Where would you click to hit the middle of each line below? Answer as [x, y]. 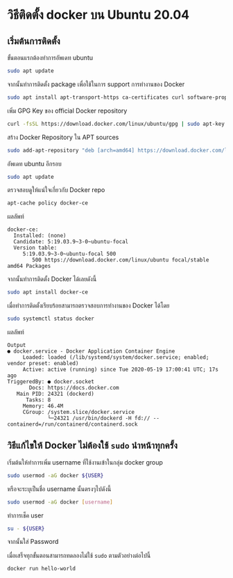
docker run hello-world [42, 569]
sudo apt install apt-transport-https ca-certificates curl [96, 97]
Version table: [35, 248]
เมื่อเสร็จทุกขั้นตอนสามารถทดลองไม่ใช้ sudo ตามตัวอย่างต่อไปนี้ [79, 556]
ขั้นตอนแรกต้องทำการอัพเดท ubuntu [50, 58]
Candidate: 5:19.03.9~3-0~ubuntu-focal [71, 242]
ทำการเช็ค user [25, 515]
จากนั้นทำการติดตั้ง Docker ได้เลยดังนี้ [52, 279]
